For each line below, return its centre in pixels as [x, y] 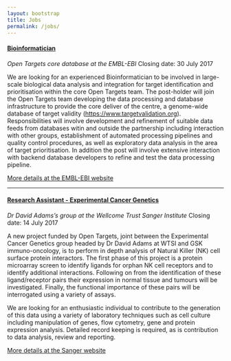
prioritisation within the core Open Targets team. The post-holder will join [111, 91]
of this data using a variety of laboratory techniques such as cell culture [109, 315]
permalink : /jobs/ [33, 26]
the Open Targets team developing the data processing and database [106, 99]
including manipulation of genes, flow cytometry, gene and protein [101, 322]
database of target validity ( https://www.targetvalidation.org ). [94, 113]
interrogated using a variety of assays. [62, 294]
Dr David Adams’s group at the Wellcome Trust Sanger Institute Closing [109, 215]
